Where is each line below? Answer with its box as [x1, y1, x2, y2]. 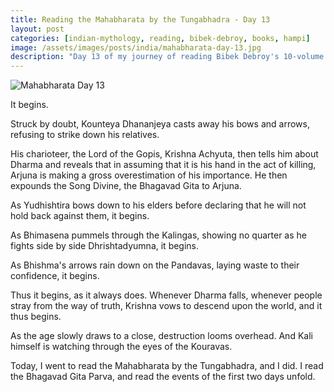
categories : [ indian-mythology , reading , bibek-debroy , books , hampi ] [10, 33, 311, 43]
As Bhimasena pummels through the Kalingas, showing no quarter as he [10, 229, 307, 241]
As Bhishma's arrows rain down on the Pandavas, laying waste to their [10, 259, 300, 271]
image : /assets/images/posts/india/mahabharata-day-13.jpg [10, 42, 262, 53]
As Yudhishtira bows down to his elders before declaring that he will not [10, 199, 307, 211]
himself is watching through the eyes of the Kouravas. [10, 341, 233, 353]
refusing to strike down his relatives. [10, 129, 160, 141]
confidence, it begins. [10, 270, 100, 282]
